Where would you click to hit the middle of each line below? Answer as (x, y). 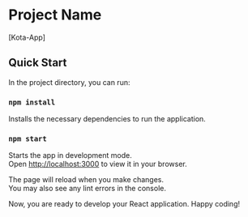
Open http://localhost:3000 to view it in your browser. (98, 164)
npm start (28, 138)
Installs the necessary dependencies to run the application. (107, 119)
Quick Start (38, 63)
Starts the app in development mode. (70, 155)
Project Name (55, 15)
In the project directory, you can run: (69, 82)
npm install (32, 102)
